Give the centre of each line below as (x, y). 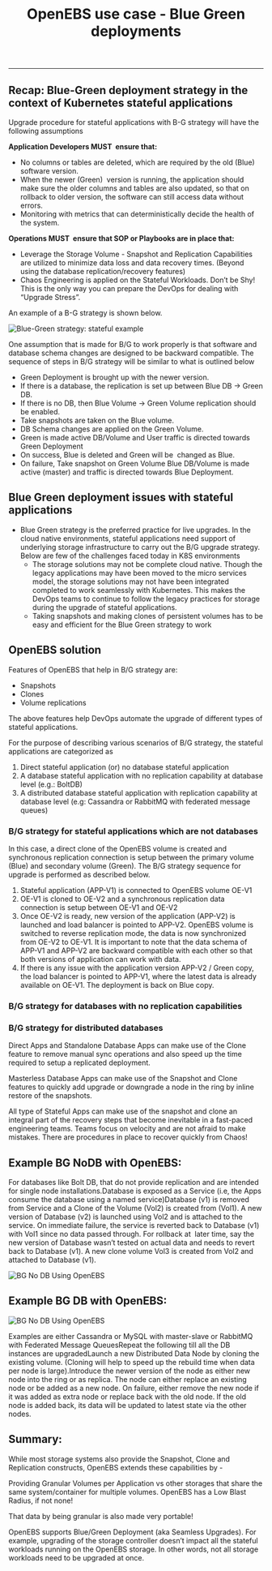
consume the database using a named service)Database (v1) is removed (129, 1199)
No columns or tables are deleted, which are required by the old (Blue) (137, 162)
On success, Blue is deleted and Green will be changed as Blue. (127, 455)
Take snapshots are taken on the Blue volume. (97, 420)
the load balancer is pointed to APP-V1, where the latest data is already (138, 976)
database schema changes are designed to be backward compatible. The (131, 353)
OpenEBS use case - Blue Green (136, 14)
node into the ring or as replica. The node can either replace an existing (127, 1379)
